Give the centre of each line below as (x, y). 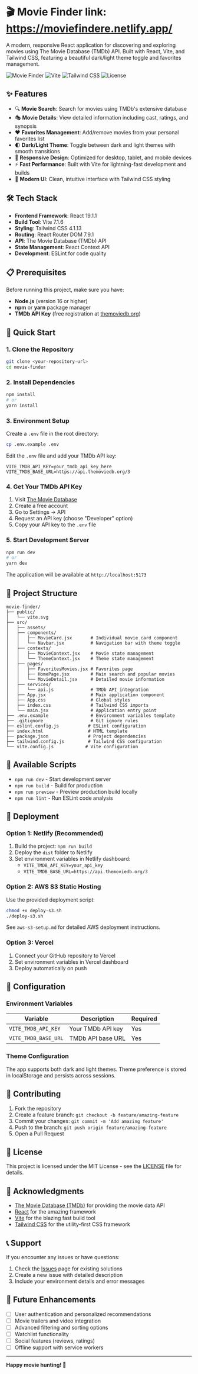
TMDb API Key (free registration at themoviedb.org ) (78, 314)
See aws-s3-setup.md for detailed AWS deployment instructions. (83, 927)
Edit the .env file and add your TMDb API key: (61, 456)
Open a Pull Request (39, 1133)
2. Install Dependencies (41, 382)
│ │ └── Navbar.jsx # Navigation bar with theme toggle (93, 643)
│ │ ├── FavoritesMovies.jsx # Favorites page (70, 669)
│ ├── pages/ (25, 664)
